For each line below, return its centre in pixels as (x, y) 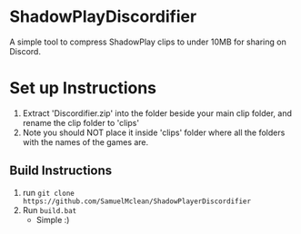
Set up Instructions (83, 88)
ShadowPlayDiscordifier (103, 17)
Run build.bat (50, 210)
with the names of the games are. (85, 141)
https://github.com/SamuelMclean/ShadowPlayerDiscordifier (137, 201)
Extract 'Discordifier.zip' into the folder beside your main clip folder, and (157, 113)
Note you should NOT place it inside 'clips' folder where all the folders (154, 132)
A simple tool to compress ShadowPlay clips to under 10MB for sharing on (148, 42)
